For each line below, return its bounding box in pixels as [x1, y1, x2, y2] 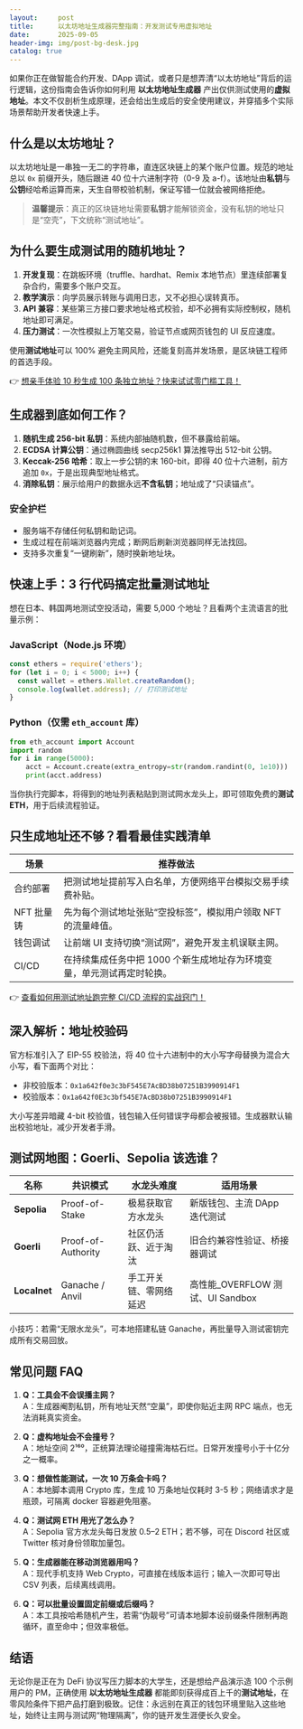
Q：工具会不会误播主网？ [22, 1389, 116, 1401]
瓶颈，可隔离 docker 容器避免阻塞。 [22, 1496, 156, 1507]
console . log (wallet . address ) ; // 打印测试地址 [17, 684, 188, 694]
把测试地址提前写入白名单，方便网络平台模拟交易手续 [62, 875, 289, 888]
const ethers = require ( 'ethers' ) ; [9, 659, 143, 669]
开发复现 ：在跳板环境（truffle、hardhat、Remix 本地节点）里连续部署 [22, 268, 280, 280]
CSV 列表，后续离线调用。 [22, 1579, 121, 1591]
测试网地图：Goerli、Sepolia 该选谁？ [9, 1151, 221, 1166]
